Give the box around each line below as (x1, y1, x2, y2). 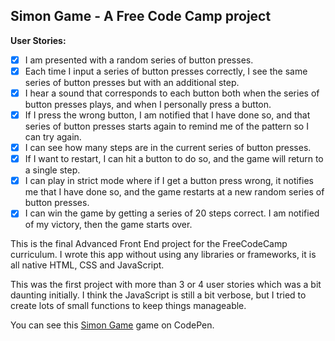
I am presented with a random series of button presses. (24, 54, 254, 66)
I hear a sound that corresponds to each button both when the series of (24, 87, 320, 99)
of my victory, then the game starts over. (24, 219, 193, 231)
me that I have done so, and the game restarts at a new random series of (24, 186, 325, 198)
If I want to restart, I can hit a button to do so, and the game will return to (24, 153, 324, 165)
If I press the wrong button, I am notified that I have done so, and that (24, 109, 311, 121)
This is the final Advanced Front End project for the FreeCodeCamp (10, 238, 288, 250)
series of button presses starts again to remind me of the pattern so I (24, 120, 309, 133)
